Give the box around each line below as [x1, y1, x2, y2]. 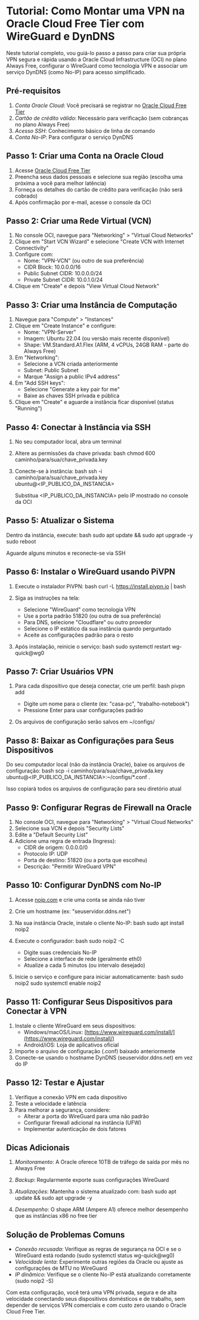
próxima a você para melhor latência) [14, 180, 107, 187]
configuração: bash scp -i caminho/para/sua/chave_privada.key [6, 767, 164, 774]
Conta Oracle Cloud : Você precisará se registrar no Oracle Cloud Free [14, 102, 187, 109]
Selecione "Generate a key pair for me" [23, 386, 120, 393]
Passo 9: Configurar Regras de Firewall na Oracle [6, 802, 192, 813]
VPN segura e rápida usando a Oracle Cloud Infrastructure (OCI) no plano [6, 56, 187, 63]
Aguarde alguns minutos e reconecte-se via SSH [6, 549, 126, 556]
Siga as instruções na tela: [14, 594, 80, 601]
